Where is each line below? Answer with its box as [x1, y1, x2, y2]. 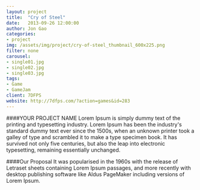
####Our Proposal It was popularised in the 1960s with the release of [6, 158, 178, 165]
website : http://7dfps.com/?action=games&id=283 [6, 98, 130, 104]
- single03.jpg [6, 70, 44, 76]
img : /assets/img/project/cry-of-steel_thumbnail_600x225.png [6, 43, 165, 49]
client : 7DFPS [6, 92, 42, 98]
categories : [6, 31, 36, 37]
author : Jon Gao [6, 25, 47, 32]
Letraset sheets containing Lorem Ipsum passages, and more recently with [6, 164, 191, 171]
